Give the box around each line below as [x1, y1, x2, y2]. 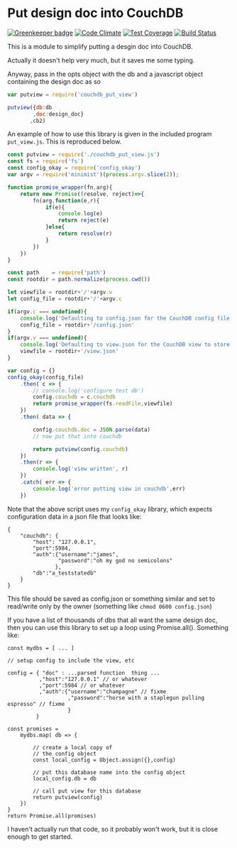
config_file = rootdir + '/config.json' [20, 321, 135, 328]
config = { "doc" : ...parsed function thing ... [7, 669, 160, 676]
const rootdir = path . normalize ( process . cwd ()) [7, 276, 151, 283]
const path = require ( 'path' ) [7, 269, 106, 276]
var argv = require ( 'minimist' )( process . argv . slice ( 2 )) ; [7, 171, 180, 178]
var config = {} [7, 367, 55, 374]
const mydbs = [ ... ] [7, 644, 75, 651]
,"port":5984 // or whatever [38, 682, 126, 689]
